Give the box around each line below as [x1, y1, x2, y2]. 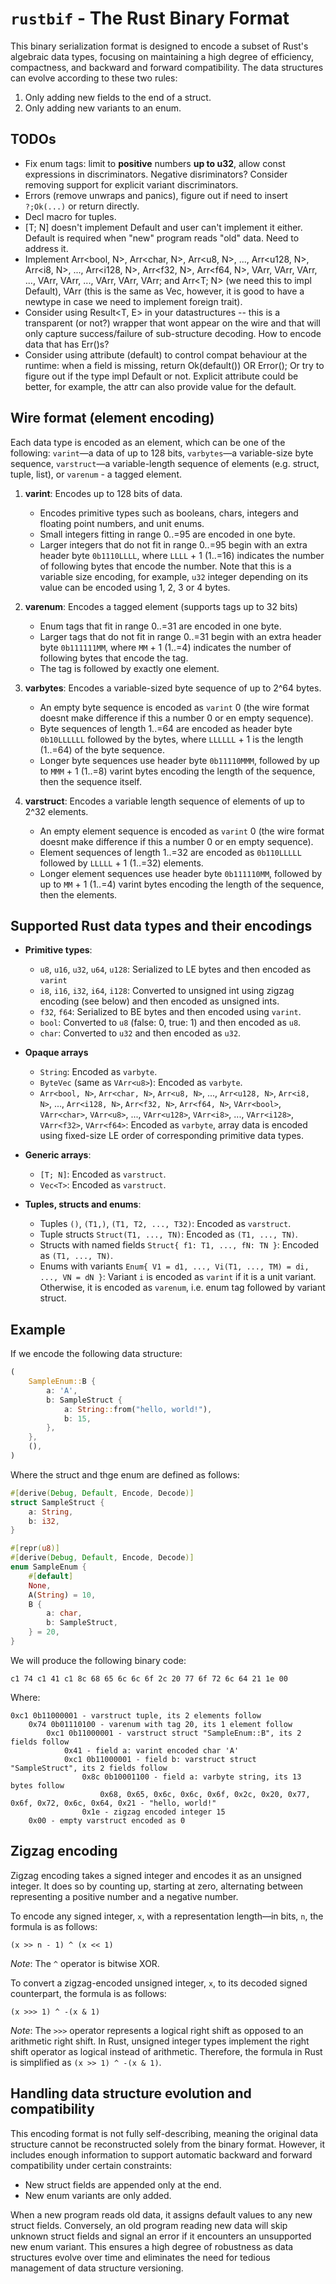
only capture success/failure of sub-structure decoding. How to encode [24, 327, 322, 339]
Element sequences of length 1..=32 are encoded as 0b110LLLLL [39, 846, 302, 858]
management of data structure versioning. [10, 2262, 184, 2274]
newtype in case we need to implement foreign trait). [24, 295, 243, 307]
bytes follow [10, 1780, 65, 1791]
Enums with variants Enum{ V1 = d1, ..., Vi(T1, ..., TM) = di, [39, 1260, 310, 1272]
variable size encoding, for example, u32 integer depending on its [39, 570, 309, 582]
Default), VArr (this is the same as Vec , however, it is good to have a [24, 285, 305, 297]
